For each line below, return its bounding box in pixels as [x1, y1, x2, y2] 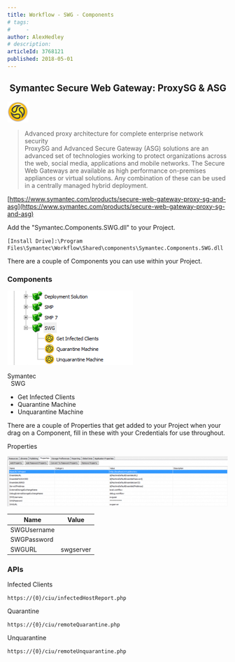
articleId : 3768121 [7, 48, 64, 55]
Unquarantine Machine [17, 408, 84, 416]
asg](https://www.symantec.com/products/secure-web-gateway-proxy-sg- [7, 202, 225, 210]
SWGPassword [10, 535, 54, 544]
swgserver [60, 545, 92, 554]
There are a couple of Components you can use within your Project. [7, 257, 203, 265]
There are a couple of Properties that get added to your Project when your [7, 421, 222, 429]
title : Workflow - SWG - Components [7, 11, 114, 18]
